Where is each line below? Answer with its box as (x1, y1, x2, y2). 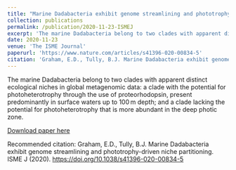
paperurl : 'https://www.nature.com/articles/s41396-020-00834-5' (7, 50, 202, 57)
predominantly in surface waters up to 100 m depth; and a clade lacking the (7, 98, 225, 106)
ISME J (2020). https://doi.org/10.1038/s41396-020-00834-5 (7, 155, 184, 163)
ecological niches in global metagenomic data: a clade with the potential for (7, 82, 226, 91)
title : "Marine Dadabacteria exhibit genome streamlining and (7, 10, 193, 18)
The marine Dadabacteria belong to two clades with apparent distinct (7, 75, 208, 84)
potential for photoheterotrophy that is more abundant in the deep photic (7, 105, 218, 113)
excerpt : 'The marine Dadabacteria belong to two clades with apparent (7, 30, 221, 37)
